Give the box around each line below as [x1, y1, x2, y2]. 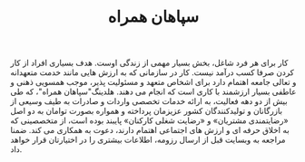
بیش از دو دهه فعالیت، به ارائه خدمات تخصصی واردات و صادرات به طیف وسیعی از [10, 96, 289, 107]
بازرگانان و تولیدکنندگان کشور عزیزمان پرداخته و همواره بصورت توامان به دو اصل [10, 106, 283, 117]
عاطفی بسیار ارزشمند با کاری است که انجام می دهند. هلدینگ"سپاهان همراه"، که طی [10, 86, 297, 97]
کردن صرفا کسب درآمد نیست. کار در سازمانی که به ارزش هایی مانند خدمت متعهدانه [10, 67, 294, 78]
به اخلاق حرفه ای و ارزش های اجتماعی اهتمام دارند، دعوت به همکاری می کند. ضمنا [10, 125, 290, 136]
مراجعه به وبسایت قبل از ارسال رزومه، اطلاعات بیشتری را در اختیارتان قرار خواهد [10, 134, 286, 146]
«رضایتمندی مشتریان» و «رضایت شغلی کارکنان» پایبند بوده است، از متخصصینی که [10, 115, 289, 126]
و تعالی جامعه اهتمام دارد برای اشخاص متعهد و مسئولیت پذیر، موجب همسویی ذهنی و [10, 77, 297, 88]
